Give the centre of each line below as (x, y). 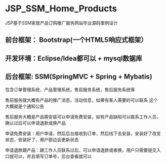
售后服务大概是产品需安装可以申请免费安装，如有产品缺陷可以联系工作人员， (83, 117)
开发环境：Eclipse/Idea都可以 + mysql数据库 (74, 58)
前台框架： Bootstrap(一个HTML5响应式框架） (76, 40)
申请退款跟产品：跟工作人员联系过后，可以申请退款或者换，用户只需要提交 (81, 150)
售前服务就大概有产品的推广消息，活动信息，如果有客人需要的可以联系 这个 (82, 100)
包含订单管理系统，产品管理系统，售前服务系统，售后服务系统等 (70, 89)
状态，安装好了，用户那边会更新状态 (42, 139)
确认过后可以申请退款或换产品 (35, 123)
